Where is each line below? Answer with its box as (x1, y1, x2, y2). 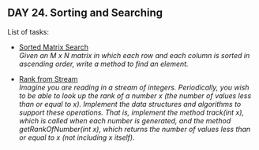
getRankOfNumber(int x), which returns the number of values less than (18, 124, 251, 134)
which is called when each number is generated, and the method (18, 115, 231, 125)
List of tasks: (7, 27, 49, 36)
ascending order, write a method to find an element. (18, 59, 189, 68)
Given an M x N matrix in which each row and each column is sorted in (18, 50, 250, 60)
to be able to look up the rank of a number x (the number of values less (18, 90, 252, 101)
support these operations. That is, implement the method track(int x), (18, 108, 245, 117)
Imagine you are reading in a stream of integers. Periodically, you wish (18, 82, 250, 92)
